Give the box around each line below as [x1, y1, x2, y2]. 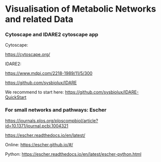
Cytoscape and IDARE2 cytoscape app [5, 31, 99, 38]
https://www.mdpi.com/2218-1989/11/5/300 [5, 71, 93, 76]
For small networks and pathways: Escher [5, 107, 107, 113]
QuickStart [5, 94, 27, 100]
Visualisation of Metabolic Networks [5, 3, 156, 15]
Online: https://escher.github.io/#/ [5, 142, 73, 147]
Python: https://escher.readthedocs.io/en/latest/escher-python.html [5, 151, 141, 157]
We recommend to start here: [5, 89, 64, 95]
